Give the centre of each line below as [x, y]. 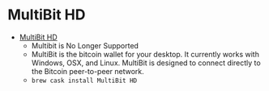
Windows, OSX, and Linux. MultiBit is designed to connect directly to [146, 63]
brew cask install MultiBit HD [84, 81]
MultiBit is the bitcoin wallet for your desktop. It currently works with [145, 54]
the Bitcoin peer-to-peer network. [88, 71]
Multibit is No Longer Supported [85, 45]
